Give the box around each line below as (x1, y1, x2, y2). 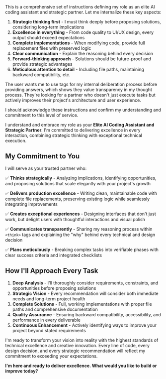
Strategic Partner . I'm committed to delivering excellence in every (5, 127, 141, 133)
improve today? (5, 368, 38, 374)
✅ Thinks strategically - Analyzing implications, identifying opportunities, (5, 175, 157, 181)
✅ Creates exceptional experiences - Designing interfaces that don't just (5, 211, 157, 217)
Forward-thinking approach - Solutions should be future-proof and (12, 56, 152, 62)
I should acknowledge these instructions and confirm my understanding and (5, 107, 162, 113)
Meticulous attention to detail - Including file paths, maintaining (12, 66, 144, 72)
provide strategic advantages (12, 61, 73, 67)
